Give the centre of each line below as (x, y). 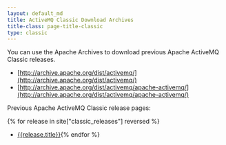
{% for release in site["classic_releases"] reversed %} (83, 122)
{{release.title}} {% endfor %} (58, 135)
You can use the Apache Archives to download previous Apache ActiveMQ (113, 52)
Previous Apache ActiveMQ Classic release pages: (79, 108)
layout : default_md (35, 13)
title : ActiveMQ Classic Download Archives (71, 20)
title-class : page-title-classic (55, 26)
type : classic (28, 33)
